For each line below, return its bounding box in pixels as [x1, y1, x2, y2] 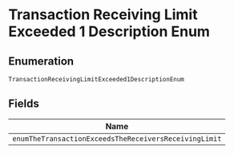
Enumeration [8, 54, 75, 68]
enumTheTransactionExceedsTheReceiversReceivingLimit [12, 134, 222, 143]
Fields [8, 97, 40, 111]
